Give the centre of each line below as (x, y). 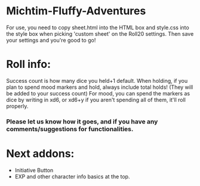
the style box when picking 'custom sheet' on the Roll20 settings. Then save (100, 33)
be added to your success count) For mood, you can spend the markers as (98, 93)
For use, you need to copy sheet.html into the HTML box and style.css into (98, 27)
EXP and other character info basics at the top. (72, 176)
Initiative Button (34, 170)
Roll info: (29, 64)
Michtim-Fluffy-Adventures (76, 11)
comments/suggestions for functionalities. (70, 129)
